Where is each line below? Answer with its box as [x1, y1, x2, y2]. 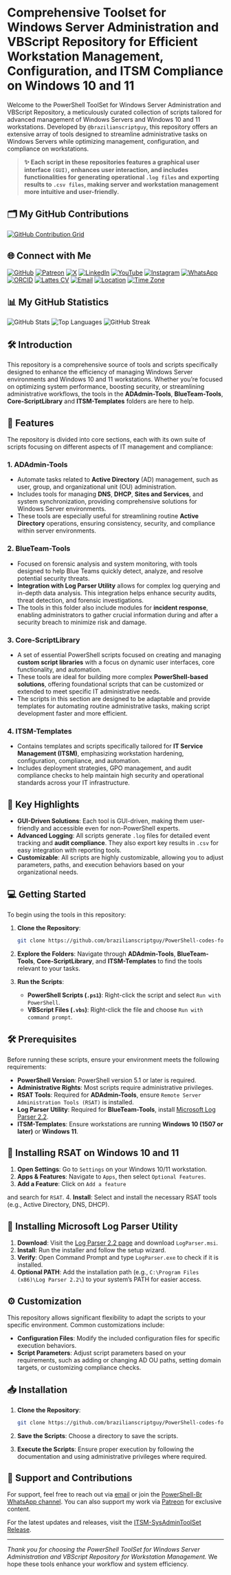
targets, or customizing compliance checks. [16, 1363, 142, 1371]
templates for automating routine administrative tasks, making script [16, 702, 210, 710]
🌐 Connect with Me [7, 250, 91, 262]
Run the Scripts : [16, 977, 64, 985]
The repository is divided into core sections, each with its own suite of [7, 436, 206, 443]
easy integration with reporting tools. [16, 846, 122, 854]
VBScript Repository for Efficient [7, 34, 198, 50]
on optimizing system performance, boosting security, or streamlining [7, 383, 205, 391]
